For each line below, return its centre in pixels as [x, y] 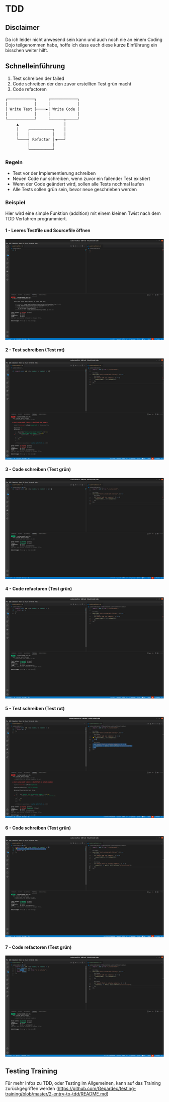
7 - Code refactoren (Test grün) [38, 947]
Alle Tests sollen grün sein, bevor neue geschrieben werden [75, 190]
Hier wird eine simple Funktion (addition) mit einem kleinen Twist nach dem [83, 213]
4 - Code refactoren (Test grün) [39, 589]
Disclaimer [22, 28]
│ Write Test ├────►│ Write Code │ [43, 109]
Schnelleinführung [35, 66]
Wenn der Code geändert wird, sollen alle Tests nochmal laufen [78, 184]
